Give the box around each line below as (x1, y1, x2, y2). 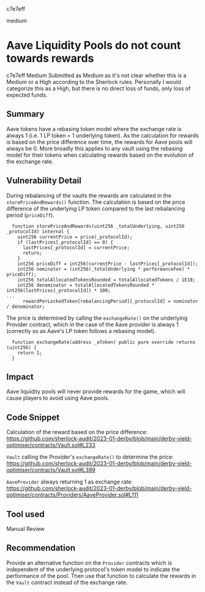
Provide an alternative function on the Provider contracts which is (6, 559, 173, 566)
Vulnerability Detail (6, 176, 81, 186)
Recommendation (6, 543, 75, 553)
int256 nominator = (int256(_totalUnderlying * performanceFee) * (17, 266, 190, 272)
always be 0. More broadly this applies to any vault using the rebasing (6, 144, 183, 152)
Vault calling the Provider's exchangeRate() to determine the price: (6, 453, 174, 461)
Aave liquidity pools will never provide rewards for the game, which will (6, 388, 185, 395)
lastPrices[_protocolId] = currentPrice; (22, 244, 130, 250)
